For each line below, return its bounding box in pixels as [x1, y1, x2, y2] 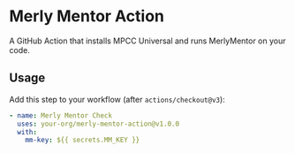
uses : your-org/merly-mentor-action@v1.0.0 [17, 119, 179, 128]
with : [17, 127, 38, 136]
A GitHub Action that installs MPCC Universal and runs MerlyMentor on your [9, 35, 286, 46]
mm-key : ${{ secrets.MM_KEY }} [25, 135, 140, 145]
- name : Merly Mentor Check [9, 111, 113, 120]
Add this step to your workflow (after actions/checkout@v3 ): [9, 94, 225, 104]
